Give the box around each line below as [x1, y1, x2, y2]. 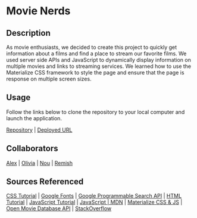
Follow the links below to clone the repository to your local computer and [6, 108, 185, 116]
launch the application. [6, 114, 62, 122]
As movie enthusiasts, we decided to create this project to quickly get [6, 43, 177, 51]
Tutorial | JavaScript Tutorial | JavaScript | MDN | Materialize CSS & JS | [6, 198, 183, 206]
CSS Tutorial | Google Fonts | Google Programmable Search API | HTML [6, 192, 182, 200]
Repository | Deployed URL [6, 126, 73, 133]
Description [6, 28, 51, 38]
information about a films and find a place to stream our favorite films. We [6, 50, 187, 57]
